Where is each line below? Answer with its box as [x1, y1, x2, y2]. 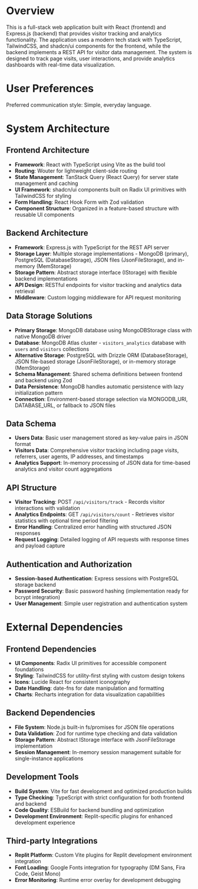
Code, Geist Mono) [14, 870, 61, 877]
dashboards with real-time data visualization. [6, 61, 115, 68]
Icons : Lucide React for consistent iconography [14, 678, 131, 685]
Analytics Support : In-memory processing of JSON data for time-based [14, 460, 190, 467]
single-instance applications [14, 755, 84, 762]
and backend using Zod [14, 376, 72, 384]
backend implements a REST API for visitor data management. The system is [6, 48, 192, 55]
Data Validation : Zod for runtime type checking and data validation [14, 729, 178, 737]
